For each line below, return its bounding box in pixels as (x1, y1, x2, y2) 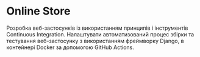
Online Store (6, 4, 71, 18)
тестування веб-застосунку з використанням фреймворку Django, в (6, 37, 184, 44)
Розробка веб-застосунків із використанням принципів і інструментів (6, 24, 188, 32)
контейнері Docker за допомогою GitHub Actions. (6, 44, 134, 51)
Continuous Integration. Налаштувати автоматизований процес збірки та (6, 30, 195, 38)
